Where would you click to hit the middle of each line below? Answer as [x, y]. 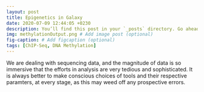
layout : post [23, 12]
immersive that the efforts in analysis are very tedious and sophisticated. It [100, 69]
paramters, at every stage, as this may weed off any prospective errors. [96, 82]
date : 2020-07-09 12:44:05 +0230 [49, 23]
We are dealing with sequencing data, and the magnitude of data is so [94, 63]
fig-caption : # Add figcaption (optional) [61, 40]
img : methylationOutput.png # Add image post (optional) [80, 34]
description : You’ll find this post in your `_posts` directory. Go [95, 29]
